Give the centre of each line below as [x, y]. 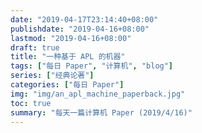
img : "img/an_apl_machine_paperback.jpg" [98, 94]
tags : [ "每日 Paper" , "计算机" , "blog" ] [92, 66]
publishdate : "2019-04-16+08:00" [80, 29]
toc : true [31, 103]
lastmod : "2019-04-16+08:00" [71, 38]
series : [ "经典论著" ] [52, 76]
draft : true [35, 47]
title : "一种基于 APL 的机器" [68, 57]
